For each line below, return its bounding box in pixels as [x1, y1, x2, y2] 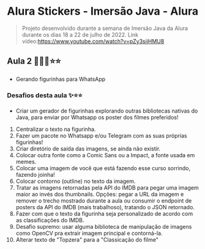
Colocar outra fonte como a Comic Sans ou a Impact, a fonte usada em [15, 152, 195, 159]
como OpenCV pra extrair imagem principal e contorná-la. [15, 229, 163, 237]
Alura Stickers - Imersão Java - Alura [7, 4, 198, 18]
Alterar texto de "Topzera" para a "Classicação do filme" [15, 236, 158, 243]
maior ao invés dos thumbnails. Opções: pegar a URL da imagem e [15, 191, 184, 198]
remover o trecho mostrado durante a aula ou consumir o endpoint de [15, 197, 192, 204]
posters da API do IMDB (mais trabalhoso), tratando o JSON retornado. [15, 204, 195, 211]
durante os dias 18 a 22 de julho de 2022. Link [21, 31, 139, 38]
